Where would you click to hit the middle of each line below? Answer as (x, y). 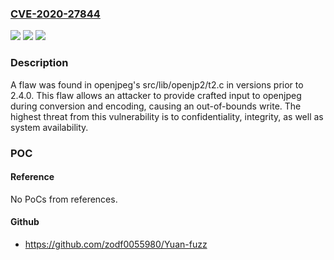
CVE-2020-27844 (55, 14)
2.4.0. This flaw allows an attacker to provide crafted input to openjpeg (156, 95)
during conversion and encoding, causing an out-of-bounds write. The (156, 106)
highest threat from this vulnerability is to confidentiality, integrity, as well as (167, 116)
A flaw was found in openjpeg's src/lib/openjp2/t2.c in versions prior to (157, 84)
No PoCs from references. (64, 199)
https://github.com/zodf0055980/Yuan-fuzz (116, 244)
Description (39, 63)
